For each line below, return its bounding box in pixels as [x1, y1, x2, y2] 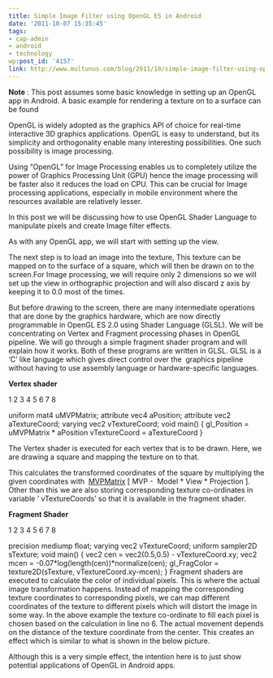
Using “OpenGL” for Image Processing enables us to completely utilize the [8, 162, 258, 172]
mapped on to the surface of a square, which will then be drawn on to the [8, 261, 254, 271]
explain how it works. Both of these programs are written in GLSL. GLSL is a [8, 346, 262, 355]
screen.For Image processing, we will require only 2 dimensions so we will [8, 269, 258, 279]
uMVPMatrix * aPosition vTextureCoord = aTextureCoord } [8, 428, 203, 437]
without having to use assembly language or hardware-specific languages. [8, 363, 259, 372]
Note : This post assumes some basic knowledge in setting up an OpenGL [8, 87, 257, 97]
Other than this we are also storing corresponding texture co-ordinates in [8, 485, 253, 494]
